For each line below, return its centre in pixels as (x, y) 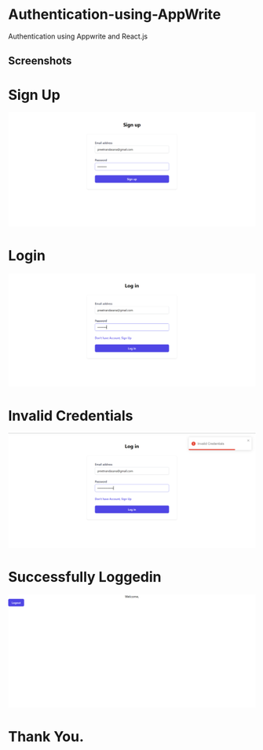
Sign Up (34, 95)
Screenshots (40, 61)
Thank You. (46, 737)
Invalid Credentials (71, 415)
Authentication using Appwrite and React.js (78, 36)
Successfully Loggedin (85, 577)
